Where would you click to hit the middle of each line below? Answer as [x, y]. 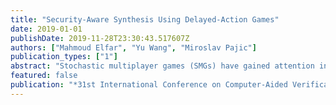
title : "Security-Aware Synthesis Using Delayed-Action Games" [145, 19]
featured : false [44, 76]
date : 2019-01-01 [46, 29]
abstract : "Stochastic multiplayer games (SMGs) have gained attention [162, 66]
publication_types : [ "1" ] [64, 57]
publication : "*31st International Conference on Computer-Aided [149, 85]
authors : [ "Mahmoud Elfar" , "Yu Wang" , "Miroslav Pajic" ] [133, 47]
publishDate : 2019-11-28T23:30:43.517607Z [100, 38]
